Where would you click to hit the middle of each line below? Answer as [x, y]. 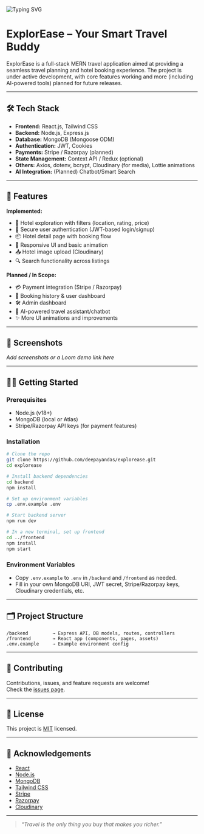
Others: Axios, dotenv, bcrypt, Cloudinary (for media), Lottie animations [105, 165]
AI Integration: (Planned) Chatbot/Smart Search [75, 171]
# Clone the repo [28, 454]
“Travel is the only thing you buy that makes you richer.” [92, 824]
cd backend [20, 482]
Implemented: [24, 211]
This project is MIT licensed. [42, 729]
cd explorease [24, 466]
